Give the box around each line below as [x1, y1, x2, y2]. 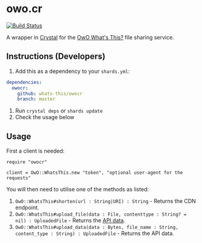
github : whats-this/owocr [17, 91, 83, 97]
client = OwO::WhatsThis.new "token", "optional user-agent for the [6, 169, 183, 176]
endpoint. [15, 204, 39, 211]
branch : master [17, 96, 56, 102]
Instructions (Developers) [6, 51, 106, 62]
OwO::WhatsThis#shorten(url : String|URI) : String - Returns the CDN [15, 197, 196, 205]
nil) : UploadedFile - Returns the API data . [15, 217, 126, 224]
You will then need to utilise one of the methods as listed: [6, 186, 149, 193]
